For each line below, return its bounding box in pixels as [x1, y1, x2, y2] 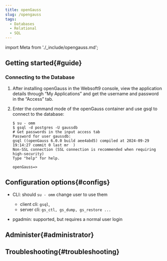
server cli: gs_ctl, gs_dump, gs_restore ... [19, 206, 111, 212]
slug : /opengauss [5, 12, 41, 17]
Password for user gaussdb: [12, 134, 71, 139]
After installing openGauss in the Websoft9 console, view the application [12, 85, 162, 91]
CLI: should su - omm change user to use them [12, 191, 108, 197]
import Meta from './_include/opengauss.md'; [5, 45, 98, 50]
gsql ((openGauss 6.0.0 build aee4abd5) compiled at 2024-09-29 [12, 138, 149, 143]
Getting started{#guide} [5, 59, 82, 68]
